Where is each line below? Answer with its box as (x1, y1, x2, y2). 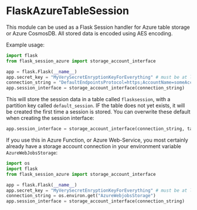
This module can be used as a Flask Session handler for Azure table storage (6, 24, 191, 31)
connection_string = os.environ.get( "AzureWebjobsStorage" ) (6, 193, 157, 199)
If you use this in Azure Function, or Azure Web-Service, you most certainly (6, 136, 189, 144)
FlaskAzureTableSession (6, 4, 130, 18)
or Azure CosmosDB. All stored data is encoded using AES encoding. (6, 29, 173, 36)
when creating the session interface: (6, 115, 95, 122)
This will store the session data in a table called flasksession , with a (6, 96, 171, 103)
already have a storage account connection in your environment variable (6, 143, 182, 150)
